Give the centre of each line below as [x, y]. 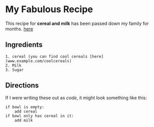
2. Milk [14, 65]
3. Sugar [15, 70]
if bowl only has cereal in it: [40, 116]
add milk [24, 120]
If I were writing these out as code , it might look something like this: [76, 98]
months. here [19, 28]
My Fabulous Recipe [49, 9]
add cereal [26, 111]
